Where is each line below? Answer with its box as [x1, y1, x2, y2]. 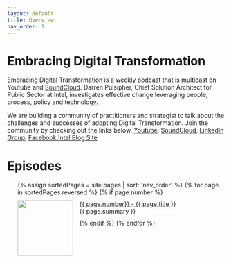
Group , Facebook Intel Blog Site [7, 133, 98, 142]
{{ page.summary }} [79, 207, 136, 216]
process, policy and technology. [7, 98, 99, 106]
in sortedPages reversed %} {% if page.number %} [17, 188, 164, 196]
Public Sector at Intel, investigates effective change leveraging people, [7, 91, 208, 99]
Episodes [7, 158, 62, 173]
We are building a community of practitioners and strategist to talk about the [7, 112, 225, 120]
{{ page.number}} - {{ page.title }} [79, 200, 176, 208]
